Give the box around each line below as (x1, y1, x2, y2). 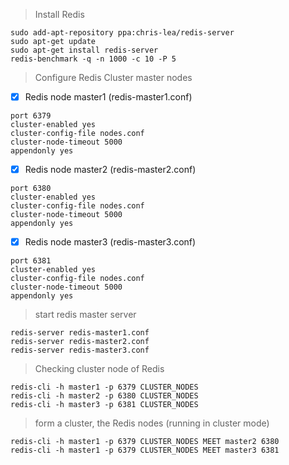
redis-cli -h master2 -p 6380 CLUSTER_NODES (10, 391, 199, 401)
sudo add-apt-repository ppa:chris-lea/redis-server (10, 28, 235, 38)
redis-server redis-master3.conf (10, 345, 150, 356)
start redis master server (34, 309, 137, 321)
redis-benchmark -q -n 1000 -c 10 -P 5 (10, 54, 177, 64)
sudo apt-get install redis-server (10, 45, 159, 55)
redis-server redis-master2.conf (10, 337, 150, 347)
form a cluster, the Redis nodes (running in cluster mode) (34, 417, 270, 429)
